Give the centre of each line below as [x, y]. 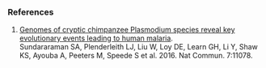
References [31, 12]
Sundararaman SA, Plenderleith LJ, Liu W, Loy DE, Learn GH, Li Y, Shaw [138, 47]
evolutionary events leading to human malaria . [96, 38]
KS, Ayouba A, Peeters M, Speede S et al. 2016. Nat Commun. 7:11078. [136, 56]
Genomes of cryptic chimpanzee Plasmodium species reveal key [127, 30]
